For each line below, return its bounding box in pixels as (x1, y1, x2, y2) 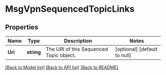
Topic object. (45, 52, 76, 58)
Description (64, 38, 92, 44)
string (26, 49, 41, 55)
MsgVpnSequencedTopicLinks (5, 3, 135, 15)
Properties (5, 23, 39, 31)
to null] (115, 52, 132, 58)
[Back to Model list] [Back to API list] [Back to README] (5, 65, 119, 70)
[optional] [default (115, 46, 158, 52)
